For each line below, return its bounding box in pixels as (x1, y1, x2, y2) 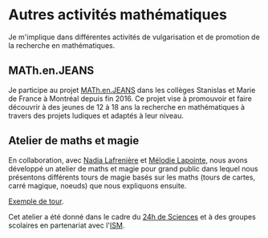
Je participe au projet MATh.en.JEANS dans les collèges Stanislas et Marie (8, 85, 256, 95)
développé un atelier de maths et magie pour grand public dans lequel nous (8, 163, 258, 173)
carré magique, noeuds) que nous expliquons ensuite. (8, 180, 187, 190)
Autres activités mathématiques (8, 6, 227, 24)
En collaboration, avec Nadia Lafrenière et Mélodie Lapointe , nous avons (8, 155, 248, 165)
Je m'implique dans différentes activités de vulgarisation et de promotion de (8, 32, 261, 42)
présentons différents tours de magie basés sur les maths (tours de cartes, (8, 172, 255, 182)
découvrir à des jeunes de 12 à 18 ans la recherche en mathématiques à (8, 102, 246, 111)
